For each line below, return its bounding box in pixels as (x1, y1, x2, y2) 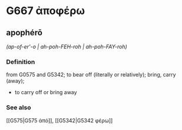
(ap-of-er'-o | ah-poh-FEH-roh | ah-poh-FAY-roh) (6, 43, 128, 50)
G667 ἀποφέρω (6, 4, 85, 18)
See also (6, 104, 31, 112)
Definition (6, 58, 35, 66)
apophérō (6, 28, 43, 38)
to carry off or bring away (14, 89, 78, 96)
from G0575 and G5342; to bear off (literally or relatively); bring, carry (6, 71, 176, 78)
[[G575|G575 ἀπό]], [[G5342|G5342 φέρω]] (6, 116, 113, 124)
